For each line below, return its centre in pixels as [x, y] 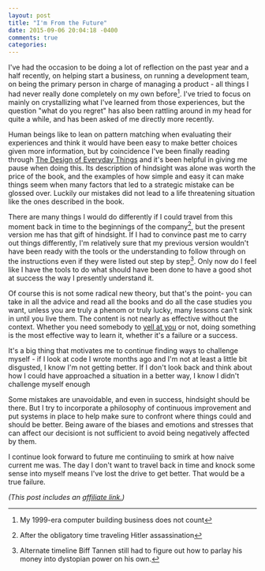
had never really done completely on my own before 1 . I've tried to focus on [129, 93]
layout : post [30, 15]
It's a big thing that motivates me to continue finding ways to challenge [123, 351]
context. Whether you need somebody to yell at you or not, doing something [132, 327]
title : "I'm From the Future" [58, 23]
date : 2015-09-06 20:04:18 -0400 [63, 30]
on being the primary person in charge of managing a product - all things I [129, 85]
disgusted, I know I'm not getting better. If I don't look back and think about [130, 367]
